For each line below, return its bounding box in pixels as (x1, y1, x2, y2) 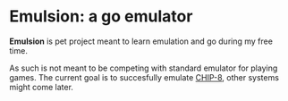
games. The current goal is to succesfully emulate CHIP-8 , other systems (9, 72, 280, 82)
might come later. (9, 81, 74, 92)
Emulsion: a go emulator (9, 6, 193, 27)
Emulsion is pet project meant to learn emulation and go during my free (9, 36, 273, 46)
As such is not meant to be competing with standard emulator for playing (9, 63, 278, 73)
